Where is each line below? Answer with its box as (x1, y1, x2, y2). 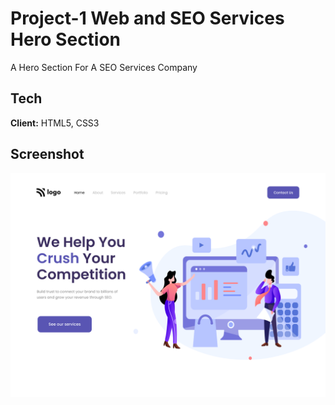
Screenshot (10, 146, 85, 163)
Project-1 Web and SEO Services (10, 7, 285, 30)
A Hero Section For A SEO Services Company (10, 61, 198, 73)
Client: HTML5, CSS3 (10, 117, 100, 129)
